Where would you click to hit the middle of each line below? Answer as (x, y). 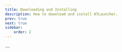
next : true (16, 23)
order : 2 (23, 32)
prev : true (16, 18)
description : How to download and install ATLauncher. (61, 14)
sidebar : (14, 28)
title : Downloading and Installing (41, 9)
